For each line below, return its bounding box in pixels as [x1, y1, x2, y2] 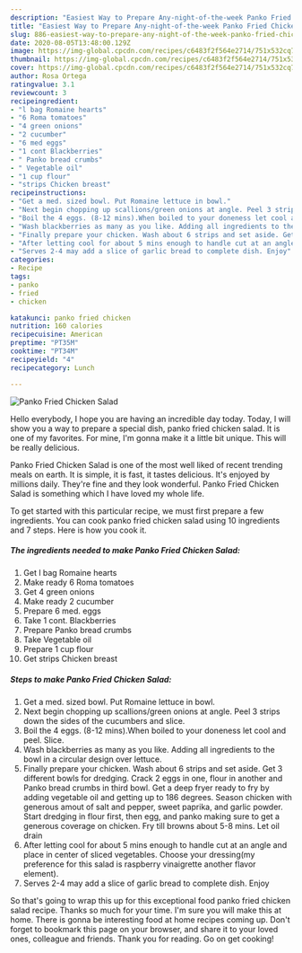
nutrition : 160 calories [10, 322, 103, 331]
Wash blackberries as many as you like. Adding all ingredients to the [22, 745, 276, 755]
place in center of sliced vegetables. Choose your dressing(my [22, 850, 255, 860]
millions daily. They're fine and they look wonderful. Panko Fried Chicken [10, 478, 280, 490]
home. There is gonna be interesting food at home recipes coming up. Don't [10, 914, 290, 925]
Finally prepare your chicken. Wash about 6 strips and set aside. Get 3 [22, 763, 283, 774]
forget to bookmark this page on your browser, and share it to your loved [10, 924, 279, 935]
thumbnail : [10, 55, 51, 64]
